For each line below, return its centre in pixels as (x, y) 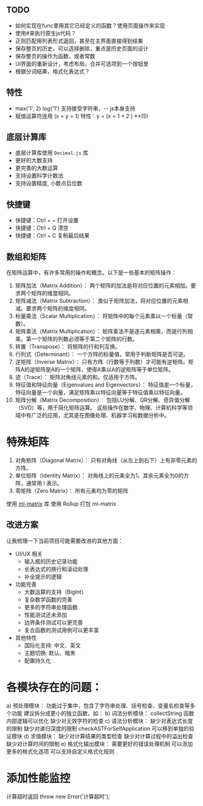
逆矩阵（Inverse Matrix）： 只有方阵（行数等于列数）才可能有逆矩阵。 (101, 362)
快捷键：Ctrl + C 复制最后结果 (52, 236)
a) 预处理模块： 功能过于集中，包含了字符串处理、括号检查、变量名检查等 (98, 705)
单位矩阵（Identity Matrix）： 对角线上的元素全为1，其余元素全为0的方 (102, 475)
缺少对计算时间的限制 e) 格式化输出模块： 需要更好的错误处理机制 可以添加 (100, 744)
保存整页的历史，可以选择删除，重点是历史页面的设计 (82, 48)
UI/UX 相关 (29, 554)
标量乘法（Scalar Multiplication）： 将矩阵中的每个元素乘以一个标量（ (101, 316)
